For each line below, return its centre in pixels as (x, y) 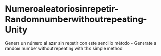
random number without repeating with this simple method (64, 48)
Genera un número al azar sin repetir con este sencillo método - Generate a (81, 43)
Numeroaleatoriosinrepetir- (62, 9)
